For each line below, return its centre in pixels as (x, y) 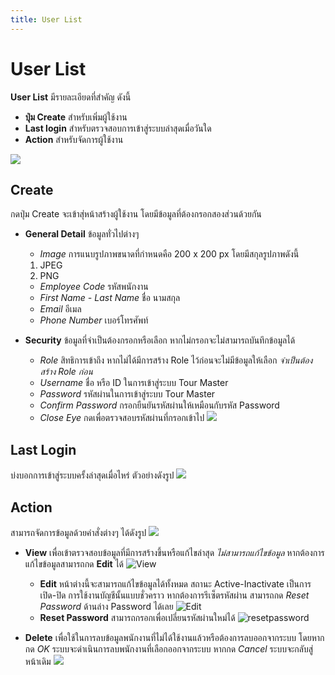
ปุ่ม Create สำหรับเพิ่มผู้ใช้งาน (76, 117)
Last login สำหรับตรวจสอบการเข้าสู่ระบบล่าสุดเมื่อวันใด (118, 128)
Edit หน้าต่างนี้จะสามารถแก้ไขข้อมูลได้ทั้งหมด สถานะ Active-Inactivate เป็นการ (175, 584)
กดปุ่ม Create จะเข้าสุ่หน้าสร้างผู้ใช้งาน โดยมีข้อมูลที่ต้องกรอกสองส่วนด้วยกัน (136, 214)
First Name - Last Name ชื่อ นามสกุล (110, 298)
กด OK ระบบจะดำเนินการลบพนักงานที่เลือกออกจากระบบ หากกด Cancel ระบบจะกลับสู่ (169, 649)
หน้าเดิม (38, 661)
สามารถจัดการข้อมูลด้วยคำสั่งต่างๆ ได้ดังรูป (78, 532)
